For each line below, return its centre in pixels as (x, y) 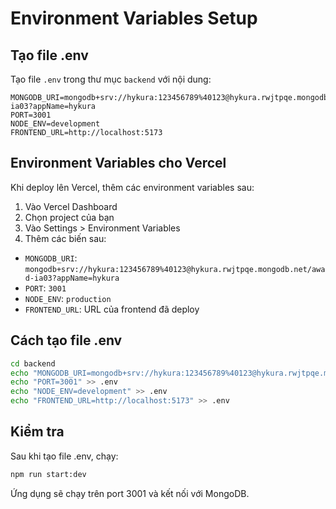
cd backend (33, 363)
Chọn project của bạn (69, 217)
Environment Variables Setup (134, 18)
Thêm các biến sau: (65, 238)
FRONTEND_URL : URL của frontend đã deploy (112, 309)
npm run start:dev (48, 474)
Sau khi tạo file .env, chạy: (64, 456)
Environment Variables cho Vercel (118, 163)
